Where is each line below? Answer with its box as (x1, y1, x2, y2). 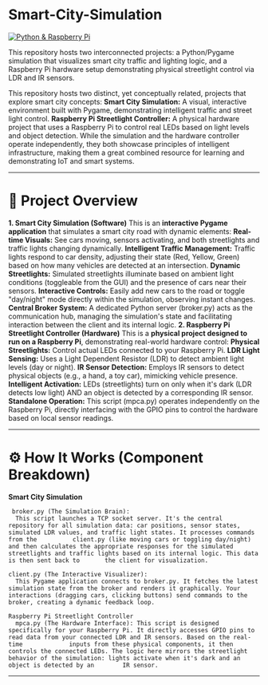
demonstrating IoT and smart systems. (8, 156, 135, 165)
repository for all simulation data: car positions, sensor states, (8, 521, 241, 529)
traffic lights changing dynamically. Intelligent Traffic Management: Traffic (8, 244, 256, 253)
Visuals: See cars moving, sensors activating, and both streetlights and (25, 235, 260, 244)
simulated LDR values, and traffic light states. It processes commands (8, 529, 255, 537)
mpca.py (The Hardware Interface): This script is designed (15, 619, 219, 628)
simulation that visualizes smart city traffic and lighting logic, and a (8, 56, 227, 65)
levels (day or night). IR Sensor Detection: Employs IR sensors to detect (8, 362, 245, 372)
